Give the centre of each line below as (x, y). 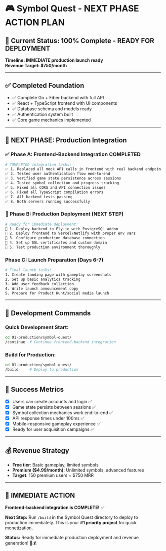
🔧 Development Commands (48, 313)
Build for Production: (30, 354)
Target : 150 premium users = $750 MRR (53, 475)
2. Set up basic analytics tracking (43, 279)
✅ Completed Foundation (45, 86)
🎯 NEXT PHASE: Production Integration (66, 140)
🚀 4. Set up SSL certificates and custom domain (56, 243)
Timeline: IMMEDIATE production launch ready (54, 60)
